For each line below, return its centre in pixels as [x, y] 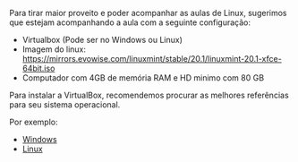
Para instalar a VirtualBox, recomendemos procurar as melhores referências [149, 95]
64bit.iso [38, 68]
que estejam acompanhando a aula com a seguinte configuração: [130, 22]
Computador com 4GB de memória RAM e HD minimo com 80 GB [143, 78]
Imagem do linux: [54, 49]
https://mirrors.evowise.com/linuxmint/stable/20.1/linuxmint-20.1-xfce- [152, 59]
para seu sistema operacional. [65, 105]
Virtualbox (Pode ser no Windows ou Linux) [102, 40]
